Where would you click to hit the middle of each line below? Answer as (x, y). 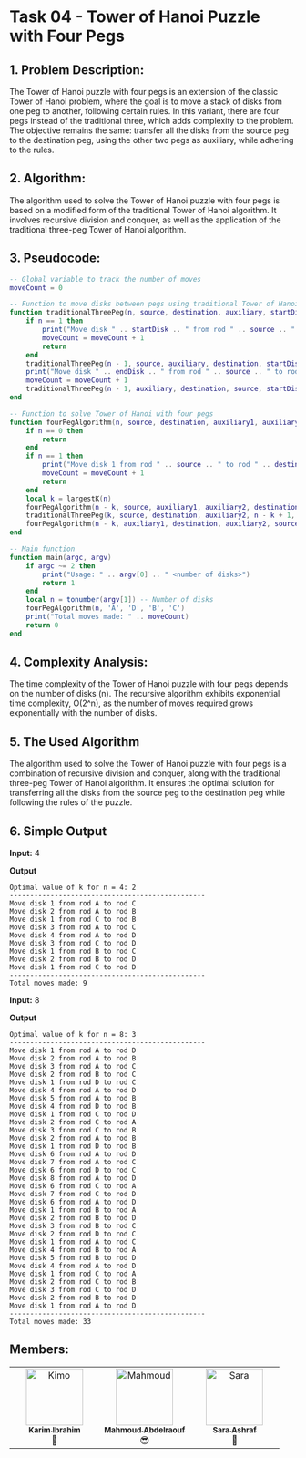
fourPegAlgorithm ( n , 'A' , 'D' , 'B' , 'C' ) (106, 608)
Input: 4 (25, 853)
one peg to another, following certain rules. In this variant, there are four (144, 111)
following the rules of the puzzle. (71, 802)
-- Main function (42, 549)
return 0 (42, 625)
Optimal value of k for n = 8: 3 (73, 1035)
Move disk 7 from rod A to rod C (73, 1163)
